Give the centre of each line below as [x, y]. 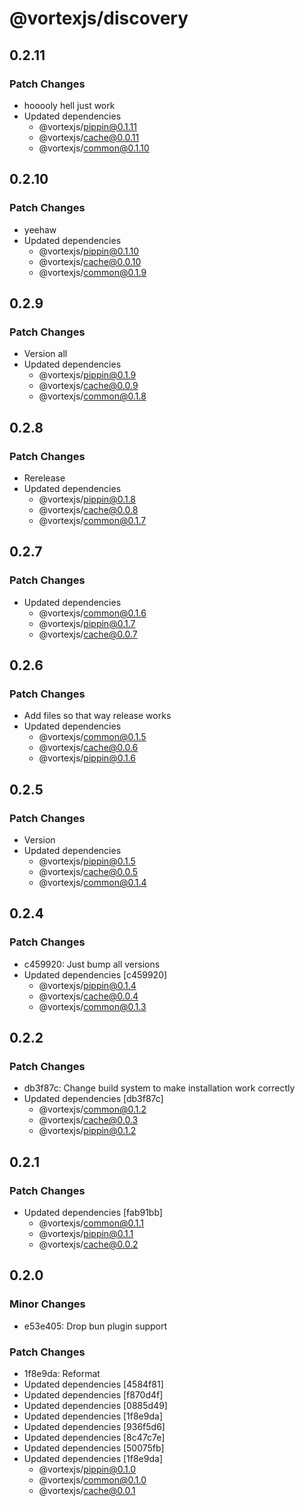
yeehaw [40, 229]
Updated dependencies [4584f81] [93, 1384]
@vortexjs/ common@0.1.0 [92, 1480]
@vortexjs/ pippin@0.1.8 [87, 499]
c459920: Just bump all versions [92, 964]
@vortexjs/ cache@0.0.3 [88, 1120]
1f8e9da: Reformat [62, 1374]
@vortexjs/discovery [99, 18]
